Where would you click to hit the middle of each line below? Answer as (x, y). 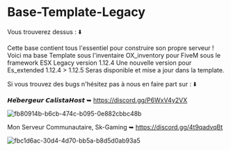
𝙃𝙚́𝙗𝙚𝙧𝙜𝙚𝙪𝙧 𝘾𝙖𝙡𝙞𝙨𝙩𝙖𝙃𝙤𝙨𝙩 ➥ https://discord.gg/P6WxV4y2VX (97, 100)
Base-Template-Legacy (77, 12)
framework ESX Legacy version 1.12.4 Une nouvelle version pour (99, 63)
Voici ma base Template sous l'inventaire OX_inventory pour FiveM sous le (114, 55)
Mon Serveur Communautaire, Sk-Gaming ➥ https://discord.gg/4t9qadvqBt (115, 127)
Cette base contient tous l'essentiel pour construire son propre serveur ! (111, 48)
